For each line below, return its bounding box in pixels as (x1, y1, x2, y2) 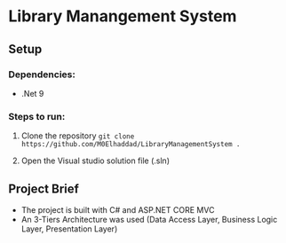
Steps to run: (8, 110, 66, 122)
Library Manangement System (8, 6, 237, 27)
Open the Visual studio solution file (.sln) (20, 155, 171, 166)
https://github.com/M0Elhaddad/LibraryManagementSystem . (20, 140, 241, 149)
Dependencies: (8, 68, 76, 81)
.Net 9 (20, 88, 44, 98)
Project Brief (8, 181, 79, 196)
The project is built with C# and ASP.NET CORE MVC (20, 204, 215, 215)
